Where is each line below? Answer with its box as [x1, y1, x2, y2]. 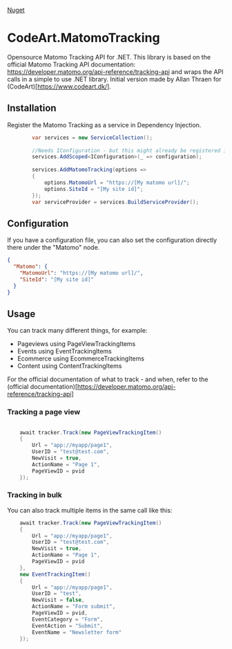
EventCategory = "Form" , [32, 616, 104, 623]
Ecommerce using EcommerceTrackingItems [17, 354, 145, 363]
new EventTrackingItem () [19, 571, 91, 578]
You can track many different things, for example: [7, 327, 148, 335]
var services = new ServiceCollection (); [32, 134, 153, 141]
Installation [7, 102, 57, 114]
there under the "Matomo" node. [7, 244, 100, 252]
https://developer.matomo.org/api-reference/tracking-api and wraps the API [7, 67, 224, 75]
